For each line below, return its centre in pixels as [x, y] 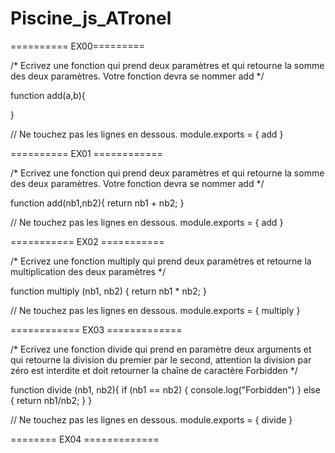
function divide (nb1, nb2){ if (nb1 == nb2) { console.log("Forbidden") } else [165, 389]
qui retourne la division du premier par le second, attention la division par [161, 359]
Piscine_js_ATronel [91, 18]
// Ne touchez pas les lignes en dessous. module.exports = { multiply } [155, 310]
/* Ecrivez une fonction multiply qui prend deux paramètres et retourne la [161, 261]
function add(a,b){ [48, 95]
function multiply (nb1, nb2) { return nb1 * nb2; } [108, 291]
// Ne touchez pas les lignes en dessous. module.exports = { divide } [151, 419]
